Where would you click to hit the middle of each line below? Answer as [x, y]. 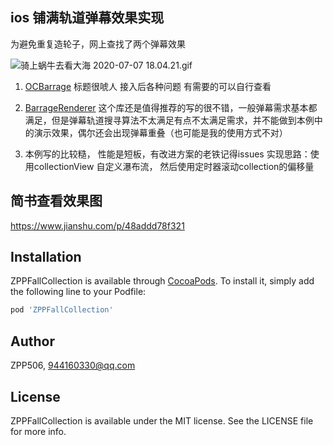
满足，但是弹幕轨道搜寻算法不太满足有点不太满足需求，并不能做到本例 [169, 120]
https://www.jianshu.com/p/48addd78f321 [97, 225]
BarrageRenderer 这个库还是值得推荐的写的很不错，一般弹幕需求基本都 [171, 107]
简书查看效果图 [56, 201]
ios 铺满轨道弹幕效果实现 [87, 18]
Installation [46, 257]
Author [32, 341]
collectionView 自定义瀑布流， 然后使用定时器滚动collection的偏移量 [174, 166]
